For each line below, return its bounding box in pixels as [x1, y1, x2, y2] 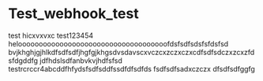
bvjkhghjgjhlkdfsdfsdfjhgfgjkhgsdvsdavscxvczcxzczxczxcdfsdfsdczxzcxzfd [8, 47, 255, 57]
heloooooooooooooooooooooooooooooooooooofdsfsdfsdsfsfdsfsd [8, 39, 229, 48]
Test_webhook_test [8, 5, 140, 23]
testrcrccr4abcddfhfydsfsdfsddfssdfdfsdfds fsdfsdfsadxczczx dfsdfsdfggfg [8, 64, 255, 73]
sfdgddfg [8, 56, 38, 65]
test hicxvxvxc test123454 [8, 31, 93, 40]
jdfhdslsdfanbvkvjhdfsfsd [39, 56, 122, 65]
